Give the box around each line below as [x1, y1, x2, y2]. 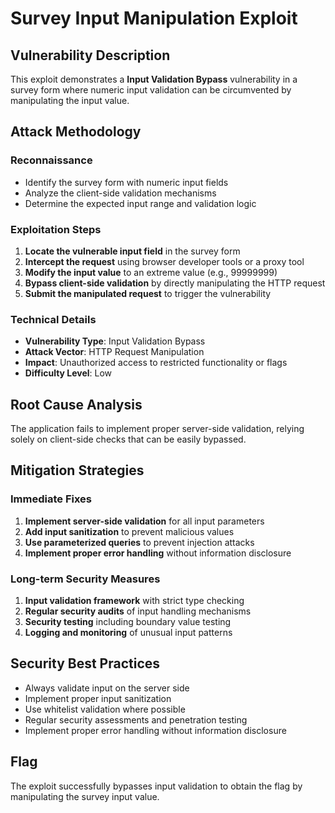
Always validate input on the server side [24, 682, 190, 694]
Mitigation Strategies [10, 462, 145, 479]
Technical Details [10, 312, 97, 326]
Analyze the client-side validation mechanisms [24, 187, 217, 199]
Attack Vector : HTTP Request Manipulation [24, 346, 205, 358]
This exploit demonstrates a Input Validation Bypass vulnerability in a [10, 73, 298, 85]
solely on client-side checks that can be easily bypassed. [10, 433, 247, 446]
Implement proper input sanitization [24, 692, 172, 704]
